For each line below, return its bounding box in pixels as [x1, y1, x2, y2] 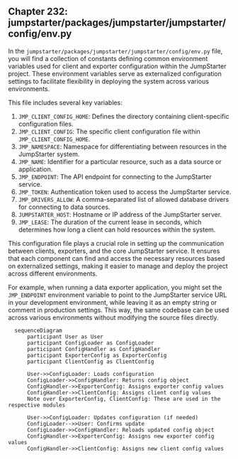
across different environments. [8, 269, 98, 278]
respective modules [8, 401, 66, 409]
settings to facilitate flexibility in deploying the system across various [8, 77, 210, 85]
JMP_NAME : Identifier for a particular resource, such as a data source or [18, 157, 222, 166]
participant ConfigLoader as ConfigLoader [26, 339, 154, 347]
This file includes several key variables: [8, 98, 123, 107]
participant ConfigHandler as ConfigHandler [26, 345, 161, 352]
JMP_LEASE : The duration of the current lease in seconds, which [18, 217, 202, 226]
